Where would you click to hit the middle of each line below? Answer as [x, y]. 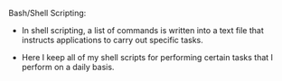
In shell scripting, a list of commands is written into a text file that [142, 30]
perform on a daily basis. [68, 67]
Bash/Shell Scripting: [47, 13]
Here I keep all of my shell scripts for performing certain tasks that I [147, 57]
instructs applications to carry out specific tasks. [113, 40]
